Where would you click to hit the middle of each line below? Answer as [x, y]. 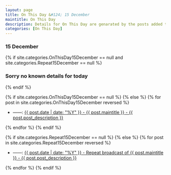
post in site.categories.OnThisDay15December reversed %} [67, 102]
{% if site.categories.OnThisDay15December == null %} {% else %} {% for [83, 97]
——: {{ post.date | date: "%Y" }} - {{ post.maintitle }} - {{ [73, 112]
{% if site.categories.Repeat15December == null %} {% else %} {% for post [84, 137]
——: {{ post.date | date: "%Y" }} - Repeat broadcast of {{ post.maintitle [88, 152]
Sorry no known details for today [47, 76]
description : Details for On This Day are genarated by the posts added [84, 24]
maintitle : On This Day [31, 19]
